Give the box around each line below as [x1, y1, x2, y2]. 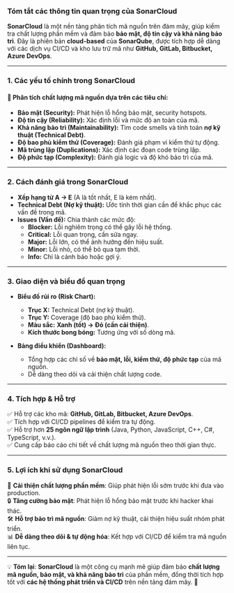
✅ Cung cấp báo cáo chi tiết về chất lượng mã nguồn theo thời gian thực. [7, 441, 217, 449]
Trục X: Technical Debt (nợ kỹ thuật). [27, 306, 134, 314]
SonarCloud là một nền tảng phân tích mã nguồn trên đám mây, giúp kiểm [7, 22, 220, 31]
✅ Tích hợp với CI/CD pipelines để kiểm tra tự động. [7, 418, 156, 426]
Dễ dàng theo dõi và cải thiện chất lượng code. [27, 370, 162, 379]
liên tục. [7, 542, 31, 550]
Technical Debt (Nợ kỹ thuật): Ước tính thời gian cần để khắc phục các [17, 200, 222, 209]
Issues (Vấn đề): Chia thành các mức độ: [17, 215, 136, 224]
